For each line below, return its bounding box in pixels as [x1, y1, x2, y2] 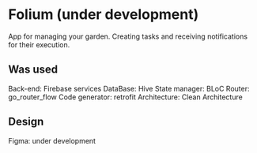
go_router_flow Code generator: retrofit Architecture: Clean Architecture [8, 92, 243, 102]
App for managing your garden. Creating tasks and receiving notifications [8, 32, 248, 41]
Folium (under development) [8, 6, 199, 24]
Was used [8, 63, 59, 76]
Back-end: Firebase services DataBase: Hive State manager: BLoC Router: [8, 84, 250, 93]
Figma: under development [8, 136, 96, 145]
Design [8, 115, 44, 129]
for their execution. [8, 39, 70, 49]
